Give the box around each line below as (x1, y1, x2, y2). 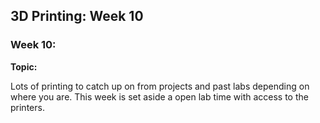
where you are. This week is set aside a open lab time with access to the (10, 90, 309, 103)
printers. (10, 101, 45, 113)
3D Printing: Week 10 (10, 8, 144, 25)
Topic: (10, 60, 38, 73)
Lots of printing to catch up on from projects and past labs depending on (10, 80, 310, 92)
